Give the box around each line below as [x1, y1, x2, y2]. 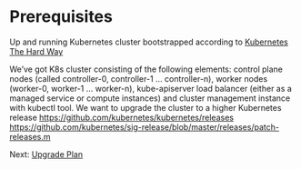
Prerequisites [9, 6, 114, 27]
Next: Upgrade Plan [9, 148, 84, 160]
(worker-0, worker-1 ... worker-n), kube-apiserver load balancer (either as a [9, 83, 293, 94]
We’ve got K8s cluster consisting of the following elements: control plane [9, 64, 284, 75]
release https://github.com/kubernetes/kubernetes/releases [9, 112, 235, 123]
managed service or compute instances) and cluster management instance [9, 93, 291, 104]
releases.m [9, 131, 51, 142]
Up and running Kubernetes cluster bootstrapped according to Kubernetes [9, 36, 288, 47]
